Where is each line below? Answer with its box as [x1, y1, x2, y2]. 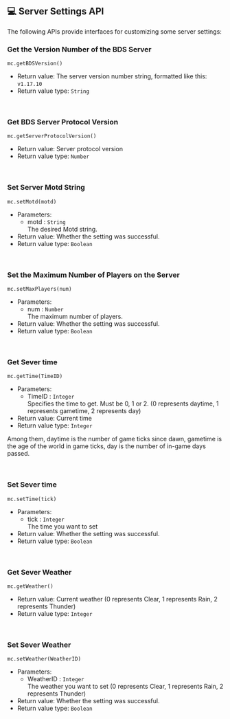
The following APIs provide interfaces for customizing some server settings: [7, 27, 222, 36]
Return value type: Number [16, 152, 90, 160]
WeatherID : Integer [27, 675, 84, 683]
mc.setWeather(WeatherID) [7, 656, 81, 663]
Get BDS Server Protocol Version [7, 118, 119, 127]
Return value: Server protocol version [16, 145, 124, 153]
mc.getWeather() [7, 583, 54, 590]
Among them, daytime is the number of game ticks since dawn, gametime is [7, 435, 222, 443]
